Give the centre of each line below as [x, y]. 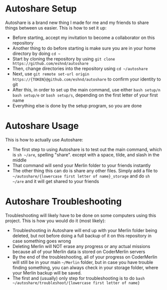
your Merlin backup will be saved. [47, 272]
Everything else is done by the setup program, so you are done [77, 105]
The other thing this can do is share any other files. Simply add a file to [85, 170]
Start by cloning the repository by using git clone [64, 58]
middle [19, 160]
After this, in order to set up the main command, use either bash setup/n [86, 89]
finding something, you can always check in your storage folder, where [85, 267]
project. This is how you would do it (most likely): [55, 220]
